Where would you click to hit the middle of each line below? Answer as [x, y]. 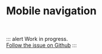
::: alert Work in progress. [37, 39]
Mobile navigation [51, 11]
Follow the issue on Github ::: [42, 45]
